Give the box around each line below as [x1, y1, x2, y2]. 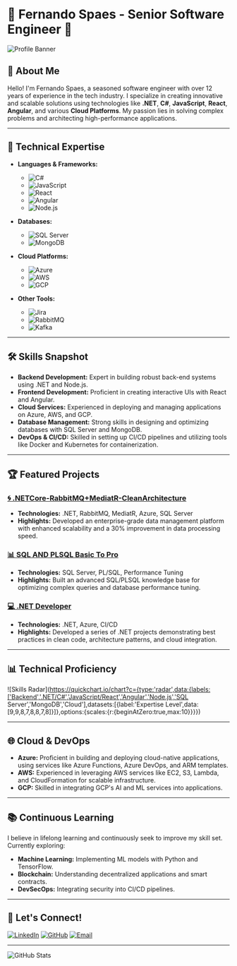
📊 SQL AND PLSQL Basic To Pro [7, 550, 119, 560]
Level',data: [165, 700, 199, 708]
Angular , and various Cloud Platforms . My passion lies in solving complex [7, 106, 224, 115]
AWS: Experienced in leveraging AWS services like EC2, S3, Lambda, [17, 768, 219, 777]
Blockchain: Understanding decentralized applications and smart [17, 870, 208, 879]
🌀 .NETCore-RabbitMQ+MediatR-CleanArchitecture [7, 493, 187, 503]
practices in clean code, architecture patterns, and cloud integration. [17, 635, 217, 644]
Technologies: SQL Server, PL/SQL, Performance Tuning [17, 568, 183, 577]
